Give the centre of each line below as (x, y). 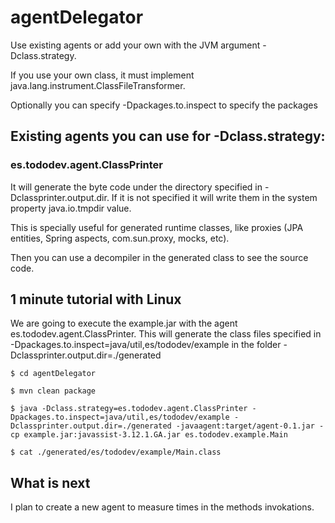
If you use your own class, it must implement (102, 75)
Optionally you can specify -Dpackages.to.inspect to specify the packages (164, 105)
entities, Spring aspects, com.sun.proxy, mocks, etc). (120, 238)
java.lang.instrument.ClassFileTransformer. (98, 85)
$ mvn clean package (53, 391)
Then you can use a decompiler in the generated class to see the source (159, 257)
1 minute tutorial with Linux (96, 299)
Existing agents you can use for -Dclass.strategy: (168, 136)
